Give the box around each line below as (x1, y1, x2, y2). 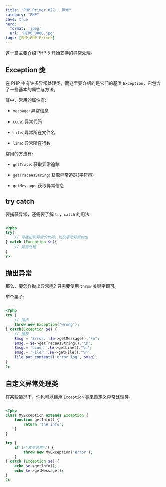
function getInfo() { (14, 417, 59, 422)
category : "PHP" (5, 12, 39, 17)
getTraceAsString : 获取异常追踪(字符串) (12, 172, 94, 178)
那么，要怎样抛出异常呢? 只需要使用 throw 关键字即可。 (5, 283, 119, 289)
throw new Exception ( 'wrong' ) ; (14, 322, 80, 327)
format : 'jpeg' (10, 26, 42, 31)
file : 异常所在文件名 (12, 129, 55, 135)
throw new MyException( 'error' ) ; (23, 450, 93, 455)
